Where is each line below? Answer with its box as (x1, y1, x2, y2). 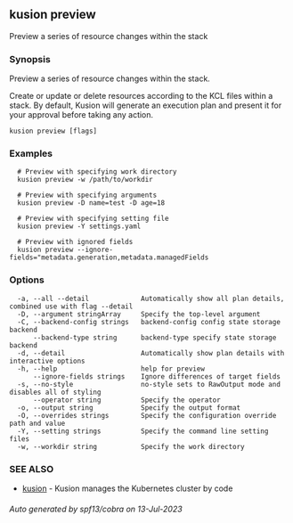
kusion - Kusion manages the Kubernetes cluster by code (21, 483, 233, 494)
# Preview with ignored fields (17, 238, 134, 247)
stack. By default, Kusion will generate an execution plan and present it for (9, 100, 282, 110)
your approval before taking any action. (9, 110, 154, 120)
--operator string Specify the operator (32, 396, 221, 405)
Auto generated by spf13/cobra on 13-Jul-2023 (9, 503, 183, 514)
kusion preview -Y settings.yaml (17, 222, 142, 231)
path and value (9, 419, 66, 428)
